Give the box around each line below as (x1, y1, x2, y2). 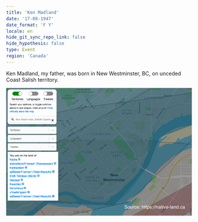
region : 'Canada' (6, 53, 49, 59)
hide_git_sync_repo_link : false (6, 34, 85, 41)
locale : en (6, 28, 33, 34)
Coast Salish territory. (6, 76, 59, 83)
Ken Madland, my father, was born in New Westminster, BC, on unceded (6, 69, 181, 77)
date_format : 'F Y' (6, 22, 54, 28)
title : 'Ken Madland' (6, 9, 60, 15)
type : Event (6, 47, 35, 53)
